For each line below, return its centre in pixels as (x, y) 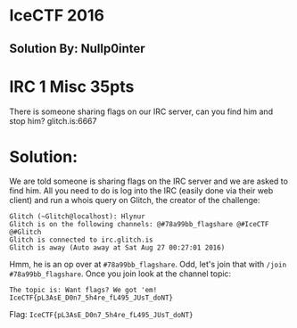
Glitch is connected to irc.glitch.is (81, 240)
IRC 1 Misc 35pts (72, 86)
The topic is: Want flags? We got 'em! (83, 291)
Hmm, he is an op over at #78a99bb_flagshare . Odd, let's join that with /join (148, 265)
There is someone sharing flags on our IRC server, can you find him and (141, 111)
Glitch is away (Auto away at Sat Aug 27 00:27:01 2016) (117, 248)
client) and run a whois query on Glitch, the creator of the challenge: (135, 201)
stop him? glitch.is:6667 (53, 120)
